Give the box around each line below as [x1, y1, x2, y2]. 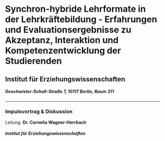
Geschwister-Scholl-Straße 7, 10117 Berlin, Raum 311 [5, 89, 114, 94]
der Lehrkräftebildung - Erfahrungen [5, 14, 158, 25]
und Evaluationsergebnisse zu [5, 24, 132, 35]
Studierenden [5, 55, 62, 67]
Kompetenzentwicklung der [5, 45, 121, 56]
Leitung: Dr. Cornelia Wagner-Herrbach [5, 119, 87, 125]
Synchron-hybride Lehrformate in [5, 3, 146, 15]
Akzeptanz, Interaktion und [5, 35, 119, 46]
